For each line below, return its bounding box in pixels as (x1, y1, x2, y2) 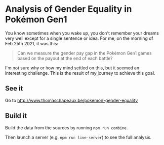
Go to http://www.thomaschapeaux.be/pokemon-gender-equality (5, 97, 138, 103)
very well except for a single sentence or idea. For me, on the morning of (5, 35, 153, 41)
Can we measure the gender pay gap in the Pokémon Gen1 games (17, 50, 152, 56)
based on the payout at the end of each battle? (17, 55, 113, 61)
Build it (5, 112, 27, 120)
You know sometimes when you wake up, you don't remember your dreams (5, 30, 159, 36)
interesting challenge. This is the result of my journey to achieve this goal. (5, 70, 156, 76)
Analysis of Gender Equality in (5, 3, 132, 15)
